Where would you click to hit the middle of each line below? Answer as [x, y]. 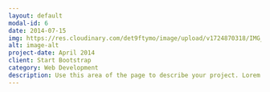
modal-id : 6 [28, 23]
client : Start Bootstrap [50, 61]
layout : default [35, 16]
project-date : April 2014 [51, 53]
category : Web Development [53, 68]
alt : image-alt [34, 46]
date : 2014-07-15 [37, 30]
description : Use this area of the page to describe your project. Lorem [135, 75]
